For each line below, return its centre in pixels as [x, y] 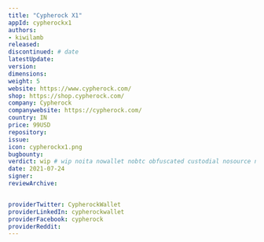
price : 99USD [29, 125]
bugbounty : [26, 154]
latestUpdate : [31, 60]
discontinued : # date [44, 52]
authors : [22, 30]
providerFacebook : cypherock [56, 219]
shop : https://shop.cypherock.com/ [66, 96]
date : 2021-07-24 [37, 169]
